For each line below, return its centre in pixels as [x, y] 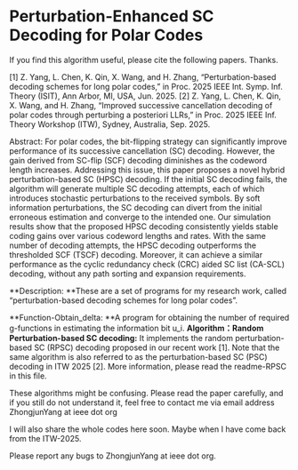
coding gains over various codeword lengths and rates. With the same [138, 235]
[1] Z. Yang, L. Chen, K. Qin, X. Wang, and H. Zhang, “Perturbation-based [143, 76]
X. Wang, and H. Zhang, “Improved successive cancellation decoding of [141, 105]
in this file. [28, 376]
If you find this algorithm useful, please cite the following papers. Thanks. [144, 60]
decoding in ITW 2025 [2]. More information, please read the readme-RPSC [148, 366]
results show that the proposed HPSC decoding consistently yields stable [144, 226]
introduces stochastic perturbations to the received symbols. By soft [135, 198]
